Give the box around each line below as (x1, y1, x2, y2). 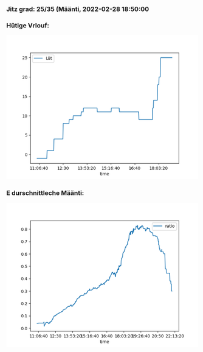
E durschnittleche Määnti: (6, 189, 84, 197)
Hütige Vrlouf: (6, 21, 50, 29)
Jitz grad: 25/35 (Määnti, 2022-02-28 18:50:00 (6, 5, 150, 13)
